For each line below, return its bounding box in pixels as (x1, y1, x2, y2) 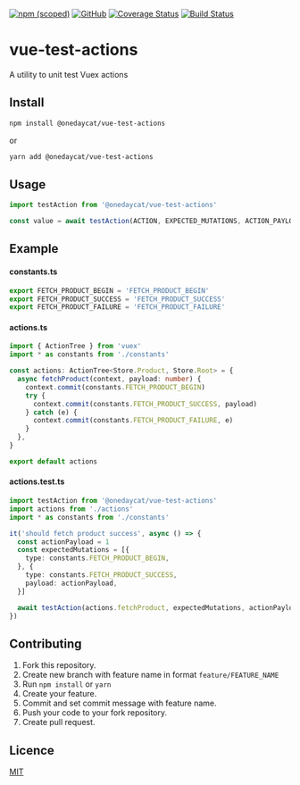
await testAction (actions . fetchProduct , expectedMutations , (17, 603, 246, 612)
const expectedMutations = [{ (17, 546, 129, 555)
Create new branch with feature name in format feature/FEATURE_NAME (21, 670, 279, 681)
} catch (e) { (25, 407, 78, 417)
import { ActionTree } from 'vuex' (9, 342, 142, 351)
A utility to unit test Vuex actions (9, 69, 129, 79)
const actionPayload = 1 (17, 537, 110, 547)
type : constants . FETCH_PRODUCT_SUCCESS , (25, 571, 178, 580)
